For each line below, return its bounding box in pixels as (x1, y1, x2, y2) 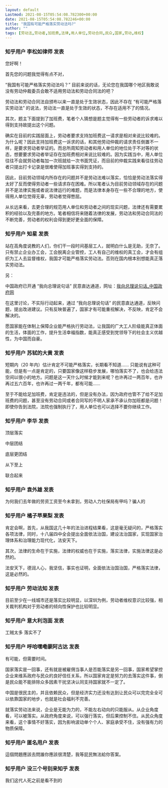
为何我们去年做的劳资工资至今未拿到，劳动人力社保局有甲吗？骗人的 (5, 499, 145, 505)
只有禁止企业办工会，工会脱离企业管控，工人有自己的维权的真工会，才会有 (5, 249, 158, 255)
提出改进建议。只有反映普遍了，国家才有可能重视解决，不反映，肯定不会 (13, 306, 163, 312)
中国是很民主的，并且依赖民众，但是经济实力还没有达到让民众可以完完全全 (5, 689, 158, 695)
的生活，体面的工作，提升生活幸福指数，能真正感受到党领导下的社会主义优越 (5, 329, 163, 335)
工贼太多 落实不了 (5, 629, 41, 636)
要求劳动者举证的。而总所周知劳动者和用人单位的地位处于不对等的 (18, 145, 154, 151)
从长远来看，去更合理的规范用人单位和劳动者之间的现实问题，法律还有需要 (5, 204, 158, 210)
